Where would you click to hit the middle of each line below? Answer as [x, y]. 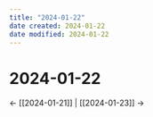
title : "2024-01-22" [48, 17]
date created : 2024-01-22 [57, 26]
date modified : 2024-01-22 [59, 34]
